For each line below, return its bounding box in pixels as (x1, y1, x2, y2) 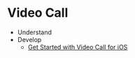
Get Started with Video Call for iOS (27, 43, 128, 51)
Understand (17, 28, 52, 36)
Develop (17, 35, 42, 43)
